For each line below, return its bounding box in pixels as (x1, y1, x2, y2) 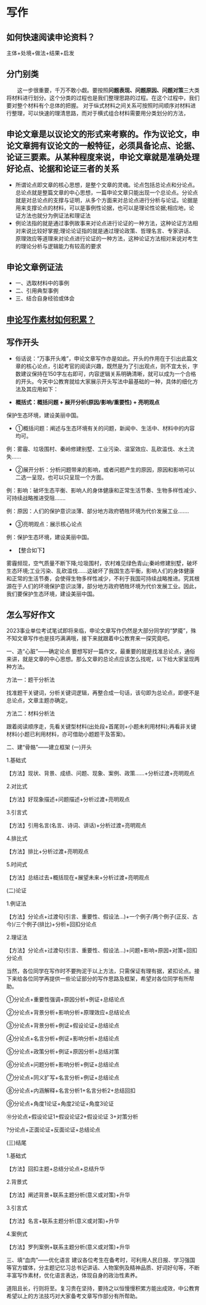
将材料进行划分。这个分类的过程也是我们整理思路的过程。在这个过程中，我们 (6, 94, 200, 101)
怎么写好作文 (6, 610, 55, 620)
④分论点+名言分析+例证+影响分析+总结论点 (6, 1035, 120, 1043)
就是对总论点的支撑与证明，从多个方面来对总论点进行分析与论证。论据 (15, 196, 193, 204)
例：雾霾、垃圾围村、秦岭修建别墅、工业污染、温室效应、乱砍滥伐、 (6, 445, 178, 453)
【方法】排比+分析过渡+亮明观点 (6, 848, 89, 855)
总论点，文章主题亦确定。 (6, 697, 71, 704)
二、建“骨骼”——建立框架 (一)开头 (6, 743, 92, 751)
